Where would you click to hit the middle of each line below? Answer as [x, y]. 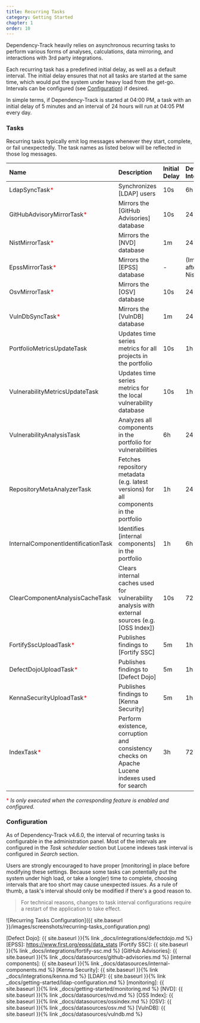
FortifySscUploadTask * [42, 645]
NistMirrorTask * [32, 242]
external [130, 612]
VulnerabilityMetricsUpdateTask [54, 391]
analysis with [136, 605]
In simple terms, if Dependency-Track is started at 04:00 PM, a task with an [99, 100]
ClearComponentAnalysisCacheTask [60, 598]
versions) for [136, 489]
